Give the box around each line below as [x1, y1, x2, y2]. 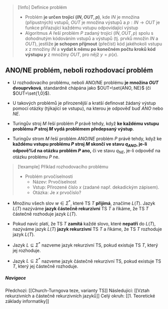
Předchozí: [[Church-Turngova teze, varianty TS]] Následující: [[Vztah [5, 287, 150, 294]
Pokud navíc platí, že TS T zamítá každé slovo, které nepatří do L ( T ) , [12, 221, 156, 227]
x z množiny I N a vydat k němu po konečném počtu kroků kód [25, 46, 156, 52]
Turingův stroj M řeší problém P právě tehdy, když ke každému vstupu [12, 120, 159, 127]
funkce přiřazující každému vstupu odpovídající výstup [25, 25, 138, 31]
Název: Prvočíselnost [32, 179, 77, 185]
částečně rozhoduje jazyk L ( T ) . [12, 211, 77, 217]
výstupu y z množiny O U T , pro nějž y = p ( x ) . [25, 51, 119, 57]
